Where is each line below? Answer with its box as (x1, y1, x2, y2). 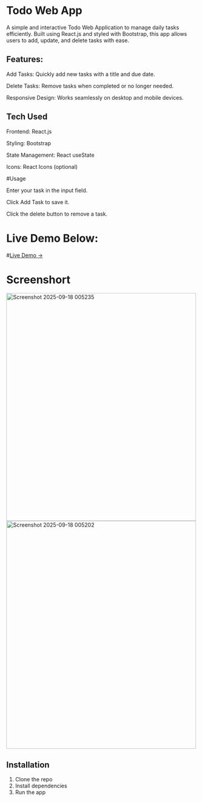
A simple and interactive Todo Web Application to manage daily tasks (6, 24, 180, 31)
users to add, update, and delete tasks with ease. (6, 36, 129, 44)
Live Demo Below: (6, 231, 99, 245)
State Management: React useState (6, 151, 95, 159)
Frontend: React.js (6, 128, 52, 135)
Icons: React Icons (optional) (6, 163, 78, 170)
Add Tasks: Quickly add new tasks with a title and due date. (6, 70, 155, 78)
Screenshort (6, 273, 71, 286)
